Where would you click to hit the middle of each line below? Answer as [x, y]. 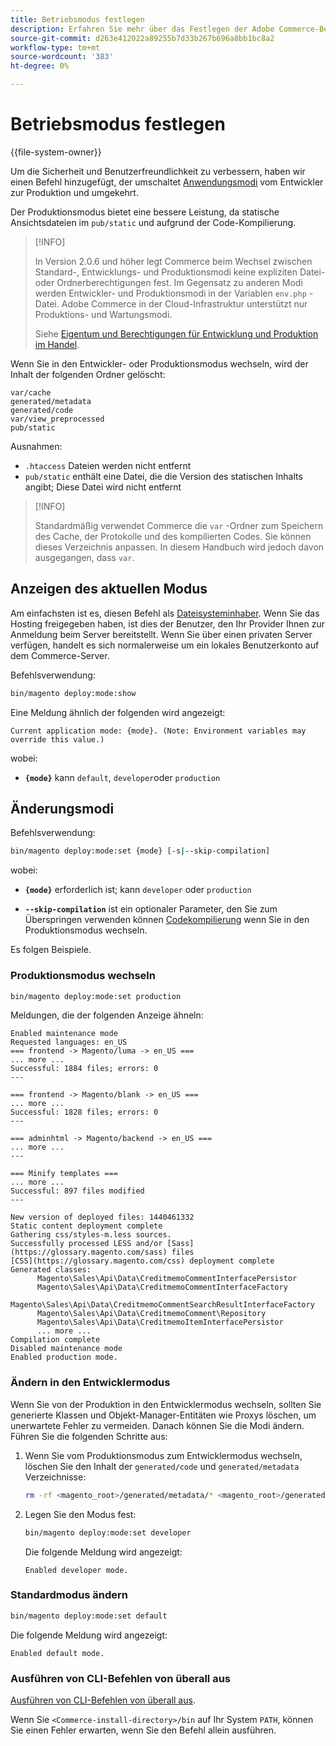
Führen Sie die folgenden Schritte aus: [89, 1436]
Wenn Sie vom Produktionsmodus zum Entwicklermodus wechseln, [163, 1455]
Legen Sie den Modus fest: [80, 1514]
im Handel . [57, 344]
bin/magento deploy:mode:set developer [108, 1532]
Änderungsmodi [62, 809]
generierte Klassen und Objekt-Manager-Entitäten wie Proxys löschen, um [163, 1415]
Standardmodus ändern [69, 1595]
